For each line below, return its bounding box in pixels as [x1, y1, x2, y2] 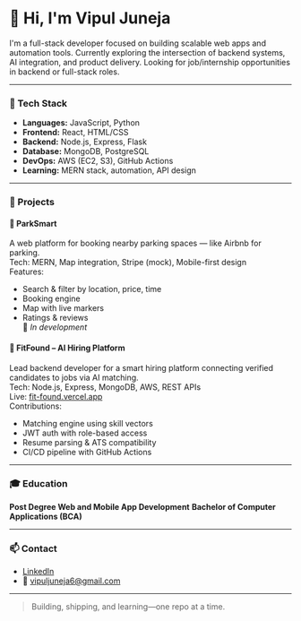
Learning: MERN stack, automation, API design [21, 165, 197, 176]
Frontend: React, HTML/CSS [21, 127, 129, 138]
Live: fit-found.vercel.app [9, 391, 103, 401]
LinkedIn [21, 566, 55, 577]
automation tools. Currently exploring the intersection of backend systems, [9, 47, 286, 57]
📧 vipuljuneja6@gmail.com [21, 575, 121, 586]
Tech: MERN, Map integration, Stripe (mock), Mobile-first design [9, 257, 247, 268]
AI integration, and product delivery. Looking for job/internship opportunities [9, 56, 291, 67]
